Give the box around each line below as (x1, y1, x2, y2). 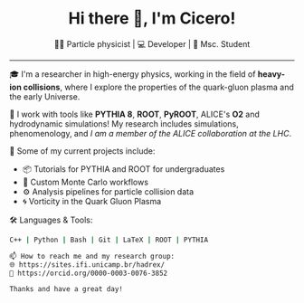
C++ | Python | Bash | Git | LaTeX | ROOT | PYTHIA (9, 235, 209, 244)
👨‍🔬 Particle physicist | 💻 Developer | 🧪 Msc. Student (53, 38, 251, 49)
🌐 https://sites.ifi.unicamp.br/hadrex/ (9, 260, 166, 270)
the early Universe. (9, 90, 81, 102)
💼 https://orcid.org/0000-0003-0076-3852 (9, 269, 168, 278)
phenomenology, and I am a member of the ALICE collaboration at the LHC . (9, 128, 292, 138)
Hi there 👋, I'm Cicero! (68, 8, 236, 29)
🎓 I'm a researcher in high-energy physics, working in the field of (9, 68, 256, 80)
